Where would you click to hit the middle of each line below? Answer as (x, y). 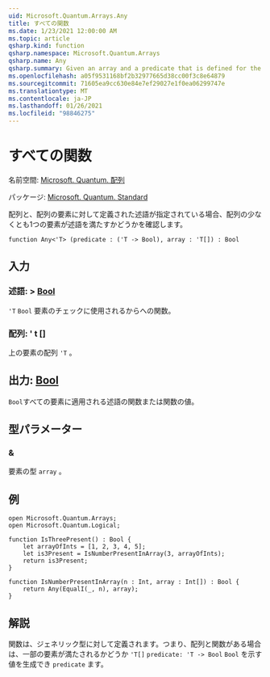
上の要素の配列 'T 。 (42, 352)
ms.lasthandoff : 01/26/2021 (56, 106)
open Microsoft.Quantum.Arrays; (62, 519)
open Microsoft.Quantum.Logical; (64, 526)
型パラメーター (46, 429)
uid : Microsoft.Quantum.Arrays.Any (68, 16)
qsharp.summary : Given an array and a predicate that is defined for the (135, 69)
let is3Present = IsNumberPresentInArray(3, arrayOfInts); (124, 554)
